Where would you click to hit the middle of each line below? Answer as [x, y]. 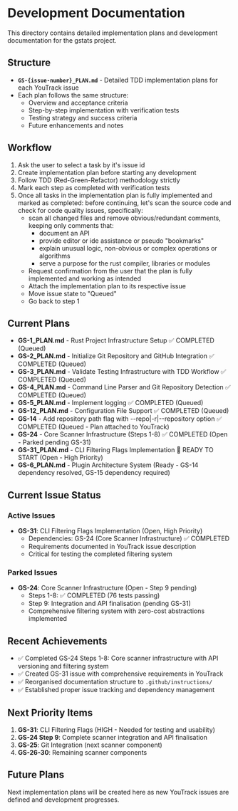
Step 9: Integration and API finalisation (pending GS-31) [109, 604]
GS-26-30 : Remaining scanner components [82, 752]
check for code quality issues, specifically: [81, 210]
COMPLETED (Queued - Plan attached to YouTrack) [93, 427]
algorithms [55, 256]
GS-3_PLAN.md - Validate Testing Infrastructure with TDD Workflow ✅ [122, 372]
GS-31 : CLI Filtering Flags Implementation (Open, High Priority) [110, 531]
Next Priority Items [50, 712]
